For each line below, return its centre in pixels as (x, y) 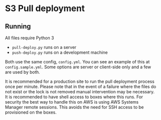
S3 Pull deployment (45, 8)
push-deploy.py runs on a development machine (60, 52)
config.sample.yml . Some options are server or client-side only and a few (78, 67)
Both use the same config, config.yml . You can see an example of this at (77, 62)
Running (18, 26)
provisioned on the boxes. (31, 112)
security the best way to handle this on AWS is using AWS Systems (72, 102)
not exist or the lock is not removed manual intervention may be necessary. (80, 92)
